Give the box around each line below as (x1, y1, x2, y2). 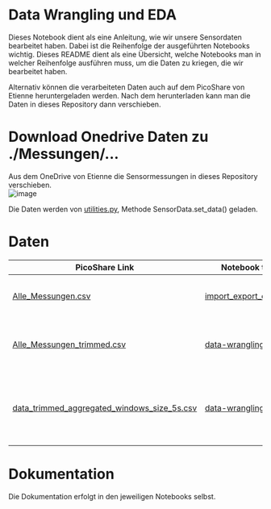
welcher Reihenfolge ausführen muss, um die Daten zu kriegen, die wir (8, 58, 244, 68)
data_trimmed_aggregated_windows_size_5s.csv (12, 402, 198, 413)
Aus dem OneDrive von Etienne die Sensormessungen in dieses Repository (8, 171, 258, 181)
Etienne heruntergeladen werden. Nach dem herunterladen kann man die (8, 90, 252, 100)
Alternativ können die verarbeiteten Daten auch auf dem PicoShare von (8, 82, 245, 92)
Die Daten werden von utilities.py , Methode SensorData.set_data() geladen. (8, 204, 258, 214)
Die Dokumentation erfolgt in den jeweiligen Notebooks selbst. (8, 491, 216, 501)
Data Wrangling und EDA (8, 6, 177, 24)
